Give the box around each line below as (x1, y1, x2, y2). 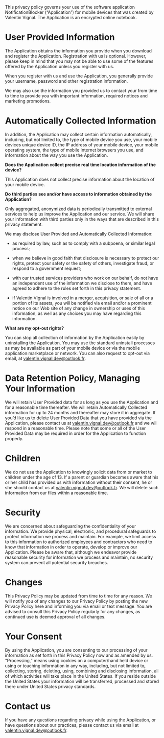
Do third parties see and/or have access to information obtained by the (5, 191, 152, 197)
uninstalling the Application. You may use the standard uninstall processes (5, 340, 155, 346)
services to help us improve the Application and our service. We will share (5, 211, 155, 217)
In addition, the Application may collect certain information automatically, (5, 131, 152, 137)
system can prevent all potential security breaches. (5, 559, 109, 565)
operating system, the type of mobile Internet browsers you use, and (5, 147, 143, 153)
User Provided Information (5, 32, 115, 43)
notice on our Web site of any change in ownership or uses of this (12, 305, 145, 311)
